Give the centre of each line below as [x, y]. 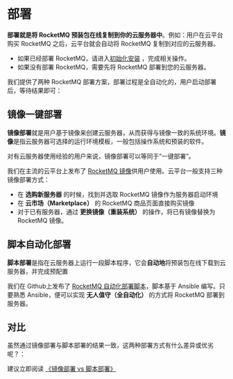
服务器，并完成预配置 [37, 271]
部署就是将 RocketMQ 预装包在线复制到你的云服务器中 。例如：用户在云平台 [115, 35]
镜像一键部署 [35, 114]
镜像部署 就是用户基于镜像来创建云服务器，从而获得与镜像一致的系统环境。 [113, 132]
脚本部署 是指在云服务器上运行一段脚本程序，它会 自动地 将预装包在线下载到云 [116, 262]
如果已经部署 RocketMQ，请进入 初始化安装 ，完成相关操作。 [104, 58]
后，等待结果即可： [35, 90]
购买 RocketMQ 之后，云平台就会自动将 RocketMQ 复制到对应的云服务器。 [113, 43]
